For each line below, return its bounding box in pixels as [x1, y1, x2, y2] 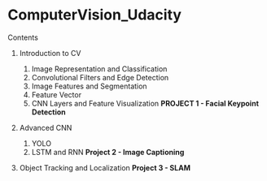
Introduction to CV [19, 48, 81, 58]
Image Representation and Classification [31, 63, 168, 74]
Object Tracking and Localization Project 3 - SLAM [19, 162, 190, 172]
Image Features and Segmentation [31, 81, 147, 91]
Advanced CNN [19, 123, 72, 132]
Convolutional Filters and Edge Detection [31, 72, 169, 82]
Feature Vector [31, 89, 82, 99]
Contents [7, 32, 38, 42]
